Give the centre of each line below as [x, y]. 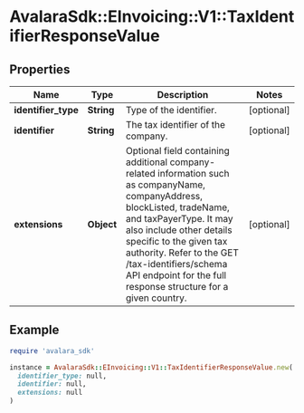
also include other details [179, 230]
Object [102, 224]
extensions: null [50, 393]
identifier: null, [52, 384]
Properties [40, 69]
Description [183, 95]
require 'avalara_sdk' [52, 351]
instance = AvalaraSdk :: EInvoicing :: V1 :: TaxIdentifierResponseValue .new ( [152, 367]
